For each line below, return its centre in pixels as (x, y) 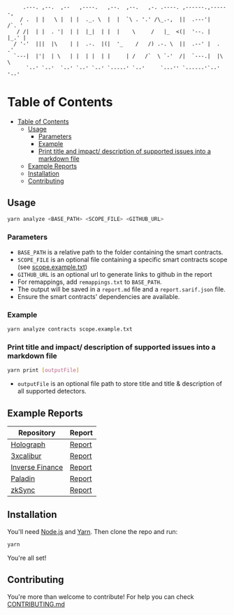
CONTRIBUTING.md (36, 604)
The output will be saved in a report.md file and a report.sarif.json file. (121, 289)
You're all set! (27, 558)
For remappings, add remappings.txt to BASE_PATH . (89, 282)
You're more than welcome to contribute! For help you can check (101, 596)
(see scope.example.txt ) (52, 267)
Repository (37, 433)
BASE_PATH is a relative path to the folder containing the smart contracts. (120, 252)
